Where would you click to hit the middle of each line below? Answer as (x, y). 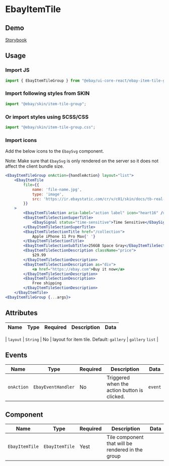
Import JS (17, 70)
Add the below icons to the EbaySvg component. (55, 151)
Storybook (16, 40)
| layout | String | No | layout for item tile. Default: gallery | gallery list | (82, 339)
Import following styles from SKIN (48, 93)
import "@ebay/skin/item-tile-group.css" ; (50, 127)
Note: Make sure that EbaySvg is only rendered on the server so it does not (82, 161)
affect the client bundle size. (35, 166)
